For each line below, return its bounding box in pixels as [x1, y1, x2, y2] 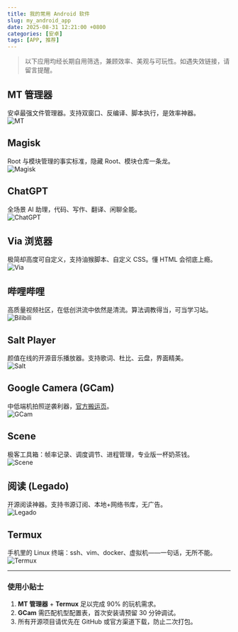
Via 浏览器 [7, 235, 53, 247]
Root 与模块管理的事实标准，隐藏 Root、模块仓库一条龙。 [7, 156, 175, 165]
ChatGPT [7, 185, 48, 197]
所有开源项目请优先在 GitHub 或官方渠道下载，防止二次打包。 [17, 617, 197, 626]
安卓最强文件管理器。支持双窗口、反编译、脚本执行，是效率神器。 [7, 108, 200, 117]
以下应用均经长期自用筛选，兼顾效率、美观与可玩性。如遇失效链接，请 [24, 57, 230, 66]
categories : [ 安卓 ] [7, 30, 63, 38]
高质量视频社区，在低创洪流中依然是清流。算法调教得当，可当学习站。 [7, 306, 212, 314]
